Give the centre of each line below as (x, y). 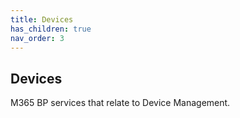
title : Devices (42, 19)
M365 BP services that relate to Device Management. (120, 103)
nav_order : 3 (37, 38)
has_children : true (51, 29)
